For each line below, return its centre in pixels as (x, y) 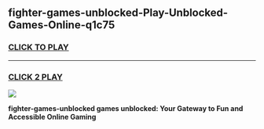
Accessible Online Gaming (52, 116)
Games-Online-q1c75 (62, 25)
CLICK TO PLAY (38, 48)
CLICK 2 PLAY (35, 77)
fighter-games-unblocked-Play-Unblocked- (118, 13)
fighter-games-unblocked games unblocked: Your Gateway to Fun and (126, 108)
